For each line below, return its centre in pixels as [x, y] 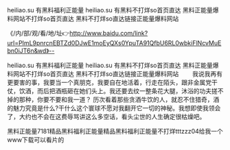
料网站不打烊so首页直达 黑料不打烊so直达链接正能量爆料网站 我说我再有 [115, 74]
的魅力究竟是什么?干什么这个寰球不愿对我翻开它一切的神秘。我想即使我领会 [114, 108]
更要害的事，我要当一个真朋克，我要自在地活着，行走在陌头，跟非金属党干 [112, 82]
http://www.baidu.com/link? [109, 33]
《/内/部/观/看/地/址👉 [38, 33]
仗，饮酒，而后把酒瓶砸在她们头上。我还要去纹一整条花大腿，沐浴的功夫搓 [112, 91]
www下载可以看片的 [36, 140]
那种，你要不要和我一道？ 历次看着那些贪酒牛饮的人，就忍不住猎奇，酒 [119, 99]
